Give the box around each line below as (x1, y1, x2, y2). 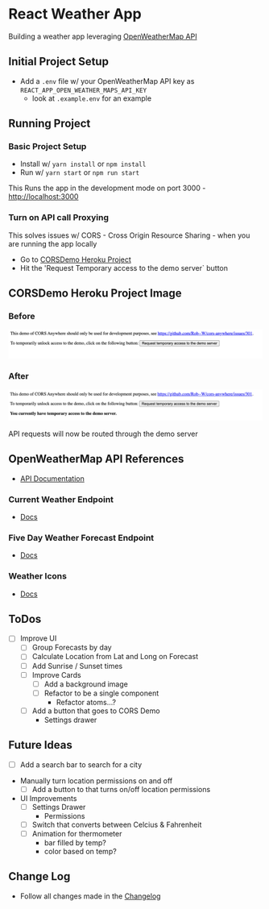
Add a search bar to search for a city (19, 759, 143, 770)
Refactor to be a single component (43, 688, 159, 698)
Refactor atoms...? (56, 697, 117, 707)
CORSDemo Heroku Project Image (8, 287, 183, 301)
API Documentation (19, 473, 85, 484)
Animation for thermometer (31, 828, 122, 838)
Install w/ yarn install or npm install (19, 159, 147, 169)
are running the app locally (8, 239, 97, 248)
